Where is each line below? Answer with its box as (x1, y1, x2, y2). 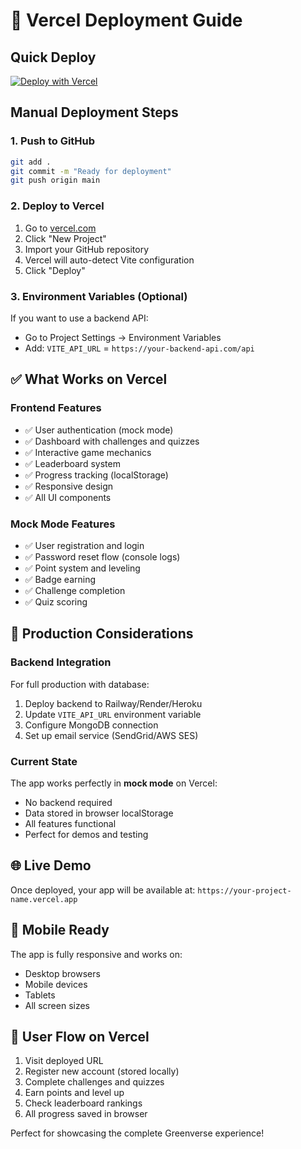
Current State (10, 754, 78, 768)
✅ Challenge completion (24, 584, 126, 596)
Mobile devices (24, 978, 88, 990)
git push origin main (10, 175, 101, 186)
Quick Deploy (10, 49, 97, 66)
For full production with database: (10, 678, 150, 690)
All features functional (24, 817, 117, 829)
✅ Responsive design (24, 480, 114, 492)
